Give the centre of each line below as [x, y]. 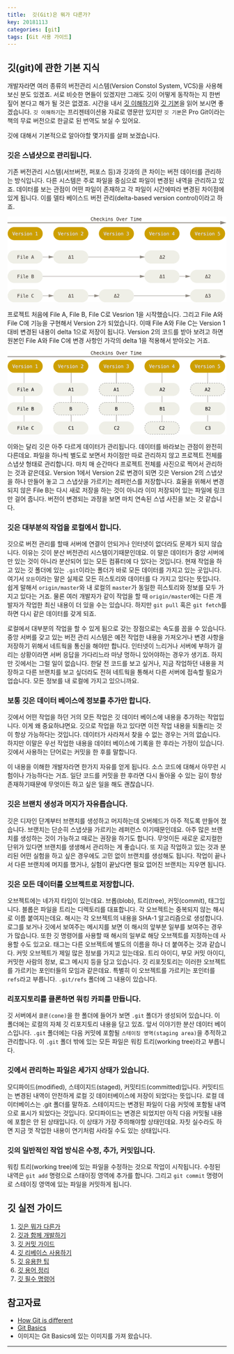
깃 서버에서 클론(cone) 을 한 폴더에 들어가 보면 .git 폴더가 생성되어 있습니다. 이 [114, 1015]
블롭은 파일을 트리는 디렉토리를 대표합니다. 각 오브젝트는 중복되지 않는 [117, 909]
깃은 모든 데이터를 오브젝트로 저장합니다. [71, 884]
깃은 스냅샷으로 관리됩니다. [49, 155]
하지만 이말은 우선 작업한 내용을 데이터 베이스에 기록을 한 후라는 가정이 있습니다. [116, 743]
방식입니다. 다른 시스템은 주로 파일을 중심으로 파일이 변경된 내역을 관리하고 [116, 181]
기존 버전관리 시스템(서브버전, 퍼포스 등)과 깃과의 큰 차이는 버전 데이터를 [105, 172]
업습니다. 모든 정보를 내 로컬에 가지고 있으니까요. [73, 681]
